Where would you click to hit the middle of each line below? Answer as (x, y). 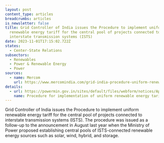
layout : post (18, 10)
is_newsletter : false (27, 23)
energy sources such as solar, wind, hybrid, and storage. (62, 136)
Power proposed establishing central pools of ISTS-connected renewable (79, 130)
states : (13, 46)
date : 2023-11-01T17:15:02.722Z (38, 41)
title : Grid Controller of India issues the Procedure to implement (76, 28)
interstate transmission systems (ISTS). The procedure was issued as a (76, 120)
